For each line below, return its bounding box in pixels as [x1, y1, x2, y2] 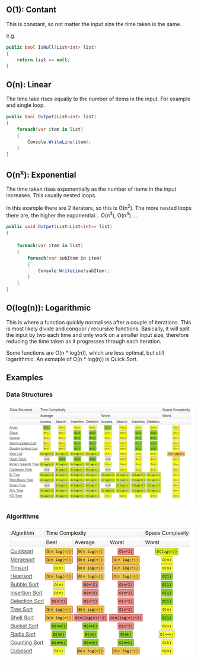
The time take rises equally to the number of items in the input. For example [6, 95, 191, 103]
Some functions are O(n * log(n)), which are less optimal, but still [6, 349, 164, 356]
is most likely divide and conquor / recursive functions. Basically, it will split [6, 325, 190, 332]
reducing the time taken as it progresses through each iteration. [6, 337, 162, 345]
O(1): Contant [6, 5, 57, 15]
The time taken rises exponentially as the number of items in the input [6, 185, 177, 192]
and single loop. [6, 102, 46, 109]
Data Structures [6, 390, 53, 399]
